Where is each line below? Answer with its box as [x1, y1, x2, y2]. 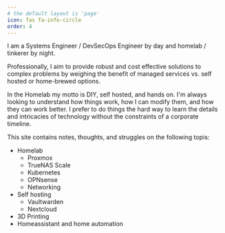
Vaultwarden [27, 198, 64, 206]
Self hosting [17, 190, 52, 199]
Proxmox [27, 154, 53, 162]
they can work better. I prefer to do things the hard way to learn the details [7, 105, 218, 114]
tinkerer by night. [7, 49, 56, 57]
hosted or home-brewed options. [7, 77, 101, 85]
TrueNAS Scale [27, 161, 71, 170]
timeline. [7, 120, 32, 128]
